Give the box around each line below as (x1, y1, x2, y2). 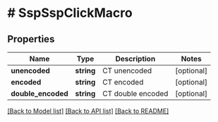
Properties (7, 33, 55, 45)
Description (115, 54, 156, 63)
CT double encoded (102, 89, 169, 98)
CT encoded (102, 78, 144, 87)
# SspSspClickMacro (7, 5, 133, 21)
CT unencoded (102, 66, 152, 75)
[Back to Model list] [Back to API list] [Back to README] (7, 107, 169, 115)
